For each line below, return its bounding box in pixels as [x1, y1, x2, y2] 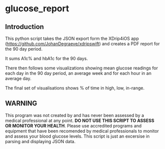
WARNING [5, 99, 37, 108]
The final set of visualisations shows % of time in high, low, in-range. [5, 85, 145, 91]
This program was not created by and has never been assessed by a [5, 112, 144, 118]
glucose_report [5, 3, 69, 14]
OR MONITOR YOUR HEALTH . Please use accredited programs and [5, 122, 142, 128]
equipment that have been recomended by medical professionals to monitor [5, 128, 159, 134]
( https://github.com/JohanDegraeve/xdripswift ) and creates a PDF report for [5, 41, 160, 47]
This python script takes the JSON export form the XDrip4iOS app [5, 35, 139, 41]
